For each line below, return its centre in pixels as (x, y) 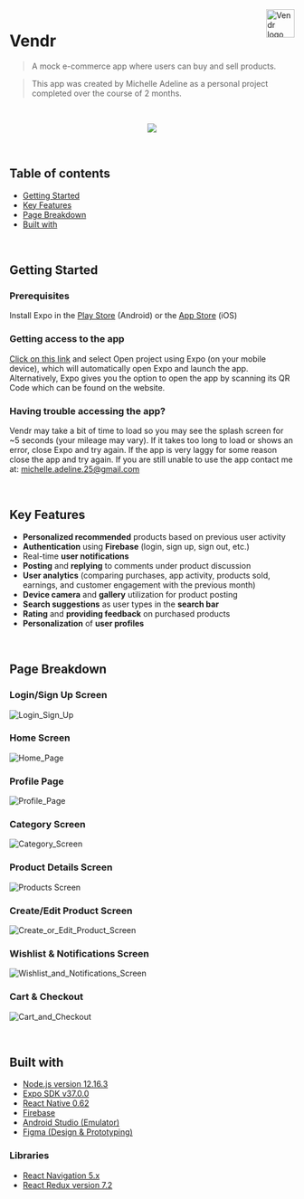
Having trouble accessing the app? (87, 411)
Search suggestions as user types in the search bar (121, 604)
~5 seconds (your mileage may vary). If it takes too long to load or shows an (152, 440)
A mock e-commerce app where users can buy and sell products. (154, 66)
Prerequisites (39, 296)
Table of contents (60, 174)
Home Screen (40, 738)
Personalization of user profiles (83, 623)
